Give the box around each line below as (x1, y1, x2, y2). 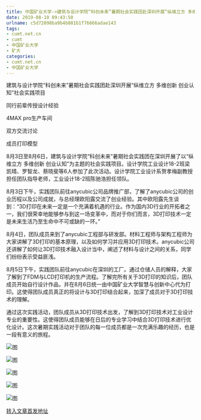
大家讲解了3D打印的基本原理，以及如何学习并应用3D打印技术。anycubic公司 (6, 238, 195, 246)
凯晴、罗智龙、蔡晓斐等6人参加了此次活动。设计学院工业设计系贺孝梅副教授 (6, 168, 193, 175)
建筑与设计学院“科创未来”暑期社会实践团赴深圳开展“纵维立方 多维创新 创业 (6, 81, 190, 89)
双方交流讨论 (6, 127, 38, 135)
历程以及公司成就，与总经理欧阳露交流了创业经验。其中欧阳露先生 (11, 195, 174, 203)
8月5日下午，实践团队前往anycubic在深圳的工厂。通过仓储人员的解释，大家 (6, 266, 193, 273)
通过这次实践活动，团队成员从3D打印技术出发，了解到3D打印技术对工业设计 (6, 309, 193, 316)
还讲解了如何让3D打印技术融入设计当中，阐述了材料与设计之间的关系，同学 (6, 246, 191, 253)
